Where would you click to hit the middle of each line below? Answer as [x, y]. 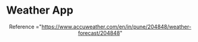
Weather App [40, 10]
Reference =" [25, 27]
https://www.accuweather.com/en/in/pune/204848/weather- [117, 27]
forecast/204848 [99, 33]
